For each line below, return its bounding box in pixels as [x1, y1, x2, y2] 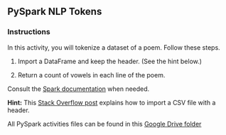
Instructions [7, 27, 51, 37]
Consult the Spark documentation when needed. [7, 85, 150, 93]
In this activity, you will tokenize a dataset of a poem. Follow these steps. [7, 43, 220, 52]
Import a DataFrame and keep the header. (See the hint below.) [17, 57, 203, 65]
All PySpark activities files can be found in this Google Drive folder [7, 119, 202, 128]
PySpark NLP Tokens [7, 6, 102, 18]
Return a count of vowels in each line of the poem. [17, 70, 166, 79]
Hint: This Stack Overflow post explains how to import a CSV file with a [7, 98, 216, 107]
